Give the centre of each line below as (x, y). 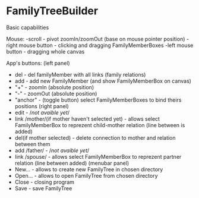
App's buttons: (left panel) (38, 63)
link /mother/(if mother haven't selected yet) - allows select (87, 119)
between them (32, 144)
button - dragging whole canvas (45, 51)
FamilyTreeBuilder (52, 11)
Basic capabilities (28, 27)
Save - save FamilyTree (43, 188)
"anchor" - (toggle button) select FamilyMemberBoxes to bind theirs (98, 100)
